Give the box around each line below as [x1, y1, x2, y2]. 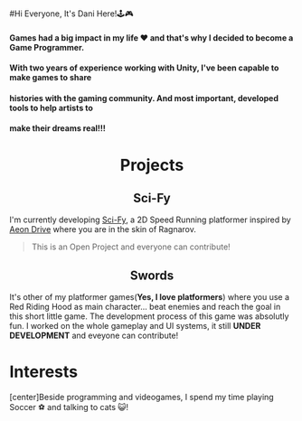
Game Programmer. [9, 42, 84, 52]
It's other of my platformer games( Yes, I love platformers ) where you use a [9, 292, 290, 303]
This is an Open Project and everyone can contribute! [31, 241, 231, 252]
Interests [9, 361, 79, 382]
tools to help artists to [9, 102, 93, 113]
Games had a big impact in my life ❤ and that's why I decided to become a [9, 32, 294, 43]
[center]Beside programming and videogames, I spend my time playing [9, 392, 274, 403]
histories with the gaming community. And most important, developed [9, 92, 278, 103]
